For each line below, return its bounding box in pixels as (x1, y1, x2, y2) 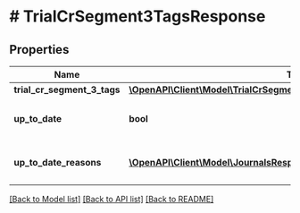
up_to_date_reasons (13, 157, 102, 168)
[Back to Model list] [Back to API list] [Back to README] (9, 194, 214, 204)
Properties (9, 42, 70, 57)
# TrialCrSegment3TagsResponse (9, 6, 266, 27)
